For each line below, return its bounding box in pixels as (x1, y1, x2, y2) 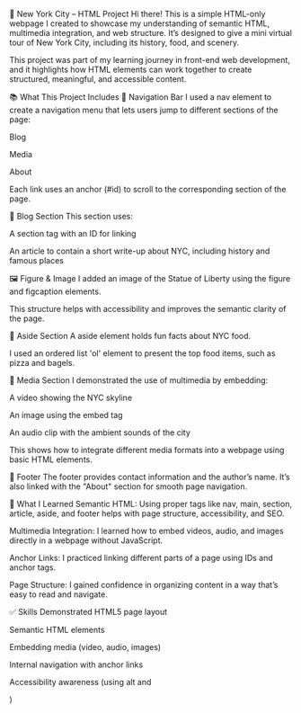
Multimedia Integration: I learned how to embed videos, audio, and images (9, 526, 285, 536)
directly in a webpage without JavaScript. (9, 535, 164, 546)
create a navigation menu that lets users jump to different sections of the (9, 104, 279, 115)
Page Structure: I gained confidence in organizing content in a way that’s (9, 580, 279, 590)
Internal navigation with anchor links (9, 659, 144, 670)
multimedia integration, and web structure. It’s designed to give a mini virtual (9, 28, 292, 38)
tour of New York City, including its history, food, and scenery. (9, 37, 240, 48)
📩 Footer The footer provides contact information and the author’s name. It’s (9, 472, 290, 482)
